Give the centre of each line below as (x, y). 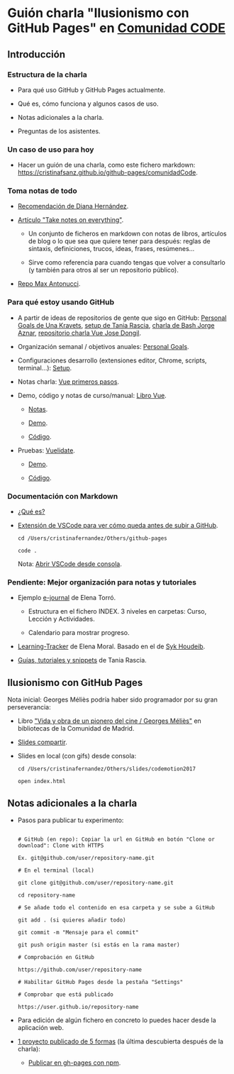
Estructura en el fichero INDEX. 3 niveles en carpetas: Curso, (117, 611)
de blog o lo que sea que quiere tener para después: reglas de (119, 241)
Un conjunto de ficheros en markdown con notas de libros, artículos (127, 234)
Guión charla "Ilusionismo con (98, 13)
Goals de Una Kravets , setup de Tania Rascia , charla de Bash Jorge (116, 325)
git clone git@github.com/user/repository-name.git (95, 882)
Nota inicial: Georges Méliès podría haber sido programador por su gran (112, 699)
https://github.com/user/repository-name (79, 970)
